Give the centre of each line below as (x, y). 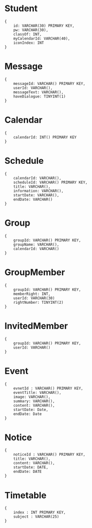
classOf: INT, (28, 34)
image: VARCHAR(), (32, 397)
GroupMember (35, 272)
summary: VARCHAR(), (34, 401)
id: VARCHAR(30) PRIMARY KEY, (44, 26)
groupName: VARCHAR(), (36, 244)
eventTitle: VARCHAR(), (37, 392)
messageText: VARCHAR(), (38, 92)
